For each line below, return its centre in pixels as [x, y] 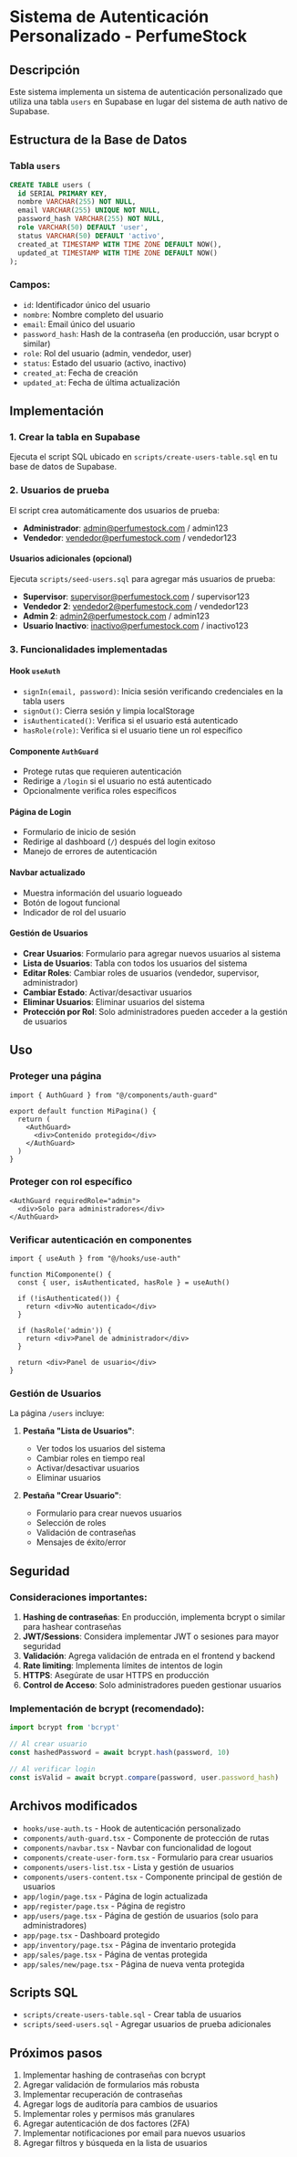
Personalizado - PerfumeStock [128, 36]
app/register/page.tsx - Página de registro [104, 1906]
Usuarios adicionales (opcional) [71, 558]
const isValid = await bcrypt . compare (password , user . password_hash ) [144, 1777]
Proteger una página [56, 1076]
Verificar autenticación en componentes [101, 1240]
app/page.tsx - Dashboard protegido [91, 1935]
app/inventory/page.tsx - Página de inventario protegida [129, 1944]
